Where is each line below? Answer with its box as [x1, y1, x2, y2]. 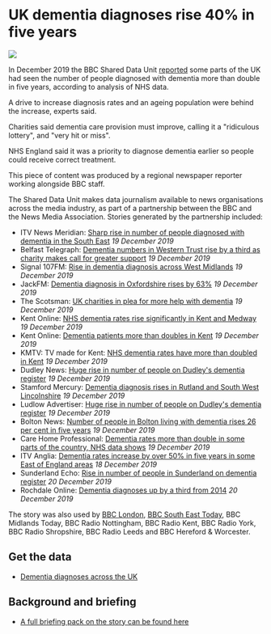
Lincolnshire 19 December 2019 [19, 391, 125, 400]
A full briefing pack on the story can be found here [19, 616, 189, 626]
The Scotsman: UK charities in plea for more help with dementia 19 [19, 296, 243, 306]
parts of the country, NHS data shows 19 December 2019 [19, 442, 210, 452]
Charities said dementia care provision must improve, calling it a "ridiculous [8, 121, 260, 131]
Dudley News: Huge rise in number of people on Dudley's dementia [19, 365, 245, 374]
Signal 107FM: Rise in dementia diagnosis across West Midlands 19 [19, 261, 243, 272]
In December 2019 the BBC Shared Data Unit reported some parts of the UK [8, 65, 261, 74]
